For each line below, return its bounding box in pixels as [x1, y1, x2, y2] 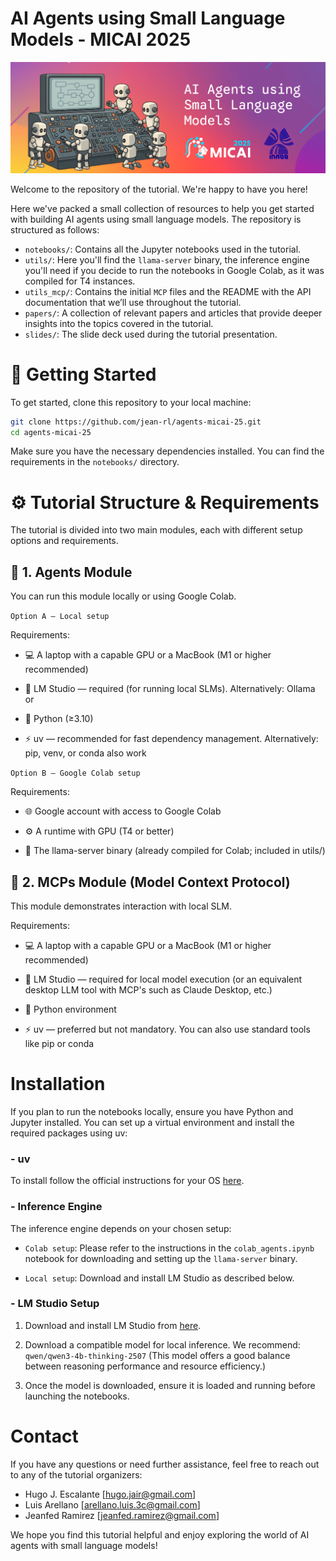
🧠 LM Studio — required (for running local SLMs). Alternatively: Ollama [24, 683, 316, 695]
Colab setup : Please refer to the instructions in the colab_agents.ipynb [24, 1242, 315, 1254]
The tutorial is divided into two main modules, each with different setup [10, 524, 303, 536]
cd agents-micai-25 [10, 427, 92, 437]
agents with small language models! [10, 1539, 158, 1551]
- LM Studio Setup [10, 1297, 100, 1311]
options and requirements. [10, 535, 119, 547]
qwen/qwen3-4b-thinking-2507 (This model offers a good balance [24, 1349, 291, 1361]
